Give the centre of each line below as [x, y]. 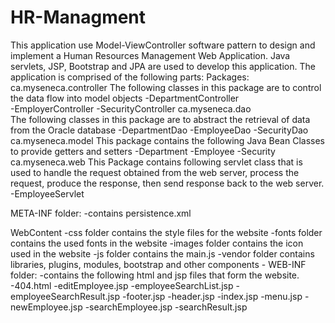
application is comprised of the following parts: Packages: [130, 77]
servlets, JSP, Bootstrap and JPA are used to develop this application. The [163, 66]
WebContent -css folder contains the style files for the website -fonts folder [166, 232]
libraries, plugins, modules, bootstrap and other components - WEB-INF [158, 264]
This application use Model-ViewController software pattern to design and [163, 45]
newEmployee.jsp [46, 307]
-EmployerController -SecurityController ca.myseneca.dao [131, 108]
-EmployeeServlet [47, 193]
